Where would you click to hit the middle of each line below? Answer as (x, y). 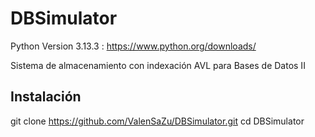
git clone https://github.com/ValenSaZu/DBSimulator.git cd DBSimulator (157, 121)
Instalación (46, 97)
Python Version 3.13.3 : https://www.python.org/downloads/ (133, 46)
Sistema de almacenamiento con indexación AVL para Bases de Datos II (158, 65)
